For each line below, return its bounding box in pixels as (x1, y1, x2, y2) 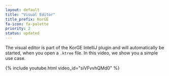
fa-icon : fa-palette (5, 21, 49, 27)
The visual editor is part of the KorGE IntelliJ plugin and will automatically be (5, 45, 164, 50)
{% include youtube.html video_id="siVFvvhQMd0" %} (5, 65, 120, 71)
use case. (5, 55, 26, 61)
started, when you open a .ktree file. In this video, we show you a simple (5, 50, 158, 56)
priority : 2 (5, 26, 30, 31)
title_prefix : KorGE (5, 17, 49, 22)
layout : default (5, 7, 40, 13)
